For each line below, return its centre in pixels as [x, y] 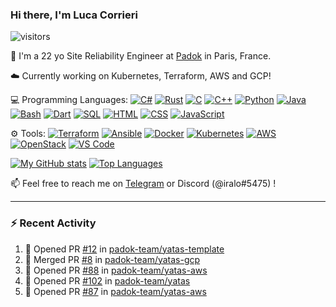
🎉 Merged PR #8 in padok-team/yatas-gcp [112, 259]
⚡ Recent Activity [53, 223]
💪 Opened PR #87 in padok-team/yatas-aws [115, 291]
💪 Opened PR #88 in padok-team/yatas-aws [116, 270]
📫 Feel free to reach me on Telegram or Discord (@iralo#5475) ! [143, 184]
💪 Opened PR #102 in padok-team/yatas [107, 280]
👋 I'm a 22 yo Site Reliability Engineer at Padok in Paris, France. [141, 56]
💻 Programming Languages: [69, 100]
